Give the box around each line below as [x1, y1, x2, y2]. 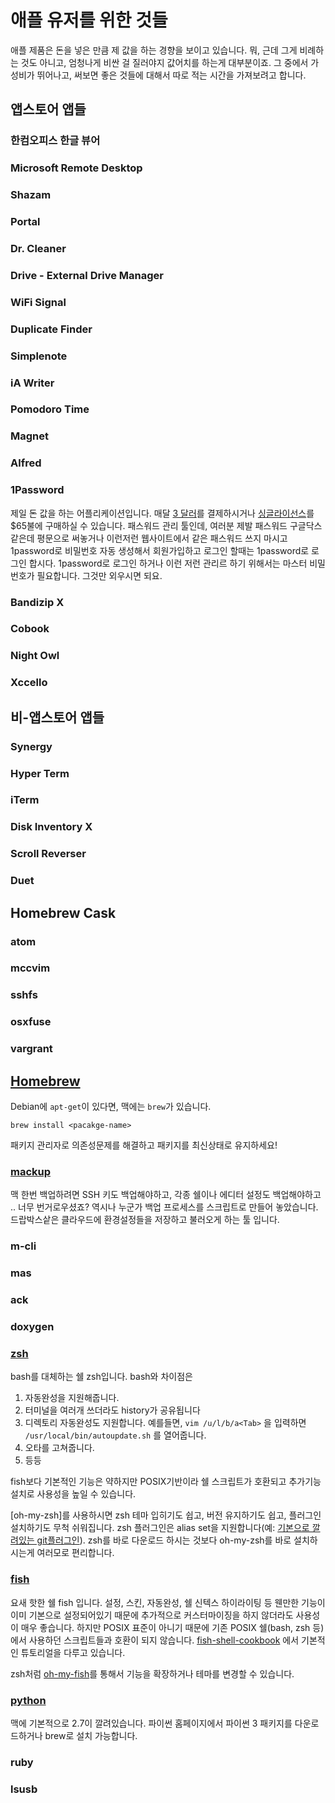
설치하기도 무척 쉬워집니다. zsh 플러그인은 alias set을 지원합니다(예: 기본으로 [10, 1522, 310, 1534]
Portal [10, 215, 41, 229]
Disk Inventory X [10, 820, 93, 834]
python [10, 1693, 47, 1707]
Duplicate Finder [10, 322, 93, 336]
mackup [10, 1164, 52, 1178]
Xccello [10, 676, 48, 690]
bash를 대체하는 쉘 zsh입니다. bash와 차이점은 [10, 1371, 193, 1383]
